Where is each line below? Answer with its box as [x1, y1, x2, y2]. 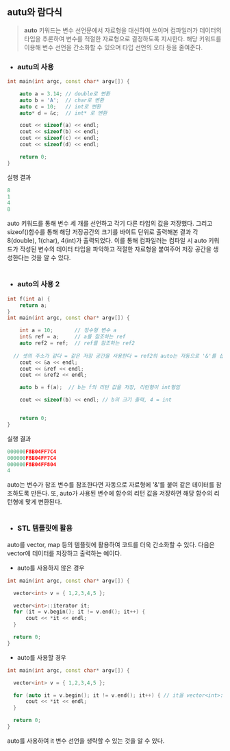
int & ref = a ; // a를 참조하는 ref [19, 334, 126, 340]
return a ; [19, 301, 48, 309]
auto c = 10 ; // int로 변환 [19, 103, 101, 110]
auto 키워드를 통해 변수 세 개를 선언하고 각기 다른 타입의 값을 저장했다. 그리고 [7, 219, 213, 228]
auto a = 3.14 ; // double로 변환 [19, 90, 111, 97]
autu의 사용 [16, 62, 54, 71]
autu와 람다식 [7, 6, 63, 19]
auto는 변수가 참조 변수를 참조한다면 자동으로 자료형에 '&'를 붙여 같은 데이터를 [7, 481, 215, 489]
